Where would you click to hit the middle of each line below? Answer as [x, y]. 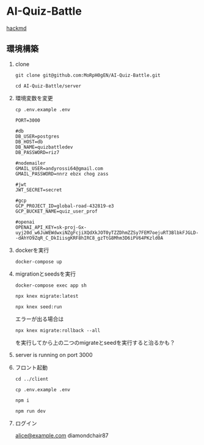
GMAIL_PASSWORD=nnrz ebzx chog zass [62, 174]
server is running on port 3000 [54, 355]
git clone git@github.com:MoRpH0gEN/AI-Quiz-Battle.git [88, 75]
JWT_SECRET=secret [38, 190]
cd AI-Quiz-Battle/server [48, 86]
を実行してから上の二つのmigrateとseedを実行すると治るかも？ [95, 342]
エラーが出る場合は [39, 318]
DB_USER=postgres [37, 136]
